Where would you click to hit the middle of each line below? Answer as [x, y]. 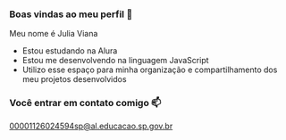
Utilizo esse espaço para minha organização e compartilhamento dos [150, 70]
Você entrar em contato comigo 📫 [85, 103]
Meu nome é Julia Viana [54, 34]
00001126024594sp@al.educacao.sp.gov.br [91, 126]
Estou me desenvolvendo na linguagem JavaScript [115, 61]
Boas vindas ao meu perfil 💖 [71, 14]
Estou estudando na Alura [70, 51]
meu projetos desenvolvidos [74, 79]
